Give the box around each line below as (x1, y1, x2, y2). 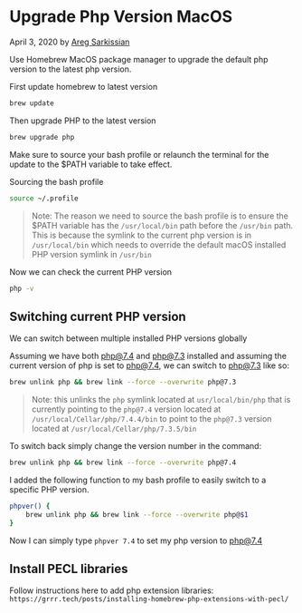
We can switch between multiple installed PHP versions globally (9, 333, 248, 344)
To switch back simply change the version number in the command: (9, 441, 262, 452)
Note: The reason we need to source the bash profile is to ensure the (31, 210, 289, 221)
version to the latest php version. (9, 63, 132, 74)
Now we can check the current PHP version (9, 266, 173, 277)
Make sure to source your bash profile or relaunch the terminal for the (9, 149, 269, 160)
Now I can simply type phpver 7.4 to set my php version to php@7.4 (9, 535, 263, 546)
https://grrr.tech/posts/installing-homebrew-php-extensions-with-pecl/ (9, 595, 289, 604)
